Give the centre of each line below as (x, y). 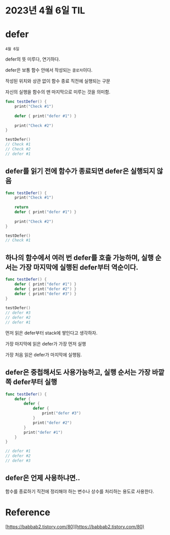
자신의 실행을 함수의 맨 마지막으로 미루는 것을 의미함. (58, 92)
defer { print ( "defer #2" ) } (46, 289)
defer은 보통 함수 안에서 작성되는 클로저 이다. (49, 70)
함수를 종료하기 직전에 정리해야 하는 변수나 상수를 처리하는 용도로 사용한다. (80, 491)
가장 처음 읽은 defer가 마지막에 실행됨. (44, 354)
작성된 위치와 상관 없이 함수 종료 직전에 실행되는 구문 (58, 81)
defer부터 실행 (35, 382)
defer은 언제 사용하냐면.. (43, 478)
